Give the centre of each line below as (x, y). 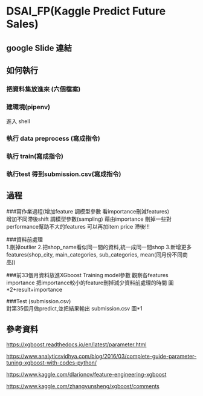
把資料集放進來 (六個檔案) (43, 89)
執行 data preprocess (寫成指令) (53, 139)
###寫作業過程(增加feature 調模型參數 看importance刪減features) (88, 211)
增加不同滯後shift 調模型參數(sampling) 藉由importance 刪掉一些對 (89, 219)
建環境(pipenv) (28, 107)
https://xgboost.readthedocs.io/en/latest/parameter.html (76, 344)
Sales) (23, 24)
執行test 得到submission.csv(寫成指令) (64, 174)
